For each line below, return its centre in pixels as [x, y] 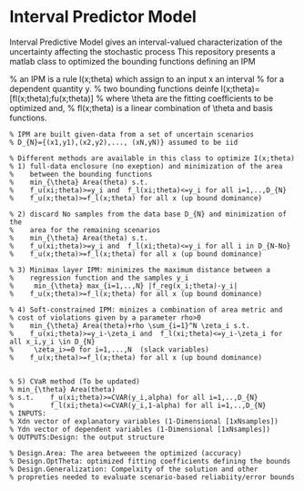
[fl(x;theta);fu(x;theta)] [51, 98]
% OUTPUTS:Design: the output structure [87, 437]
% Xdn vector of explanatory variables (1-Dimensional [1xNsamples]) [144, 421]
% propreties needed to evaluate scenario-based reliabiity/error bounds [152, 477]
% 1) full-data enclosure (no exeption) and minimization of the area [146, 166]
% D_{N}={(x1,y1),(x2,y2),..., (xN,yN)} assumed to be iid [124, 142]
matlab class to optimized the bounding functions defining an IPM [133, 61]
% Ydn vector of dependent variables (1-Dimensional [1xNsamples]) [140, 429]
